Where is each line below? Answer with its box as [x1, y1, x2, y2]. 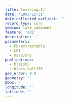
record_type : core [5, 21, 43, 26]
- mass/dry [9, 52, 32, 58]
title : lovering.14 [5, 7, 45, 12]
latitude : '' [5, 89, 32, 94]
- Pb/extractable [9, 44, 45, 49]
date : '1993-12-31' [5, 12, 45, 17]
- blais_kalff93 [9, 67, 43, 72]
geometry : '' [5, 76, 32, 80]
